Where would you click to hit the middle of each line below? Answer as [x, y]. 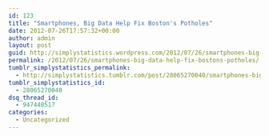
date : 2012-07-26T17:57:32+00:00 [64, 30]
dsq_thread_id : [34, 98]
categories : [28, 113]
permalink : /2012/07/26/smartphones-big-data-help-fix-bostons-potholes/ [134, 61]
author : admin [32, 38]
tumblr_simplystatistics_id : [57, 82]
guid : [17, 53]
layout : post [30, 46]
